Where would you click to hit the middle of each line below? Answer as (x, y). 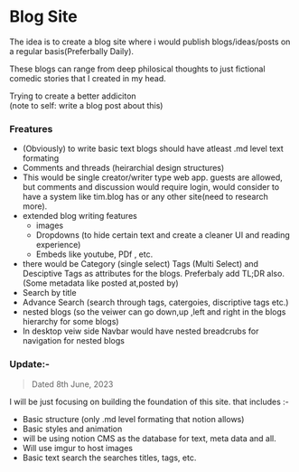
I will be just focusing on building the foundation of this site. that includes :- (149, 401)
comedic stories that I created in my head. (88, 78)
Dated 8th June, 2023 (72, 384)
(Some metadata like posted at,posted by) (100, 283)
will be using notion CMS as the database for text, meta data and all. (149, 438)
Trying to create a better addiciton (73, 96)
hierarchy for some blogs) (70, 322)
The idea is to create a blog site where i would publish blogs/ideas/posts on (150, 42)
